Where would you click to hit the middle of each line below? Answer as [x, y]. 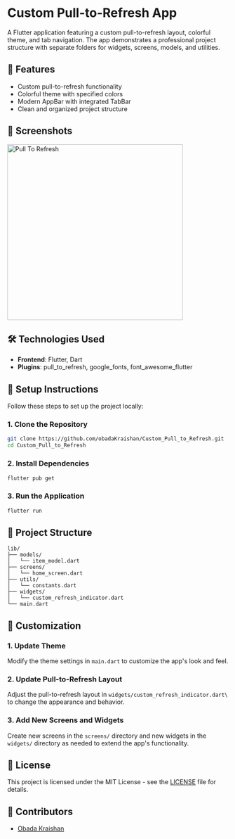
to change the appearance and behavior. [66, 702]
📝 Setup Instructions [53, 389]
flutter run [25, 511]
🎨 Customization [44, 626]
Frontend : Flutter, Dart [50, 359]
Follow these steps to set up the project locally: [75, 406]
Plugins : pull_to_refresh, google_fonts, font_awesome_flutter [105, 367]
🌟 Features [31, 69]
